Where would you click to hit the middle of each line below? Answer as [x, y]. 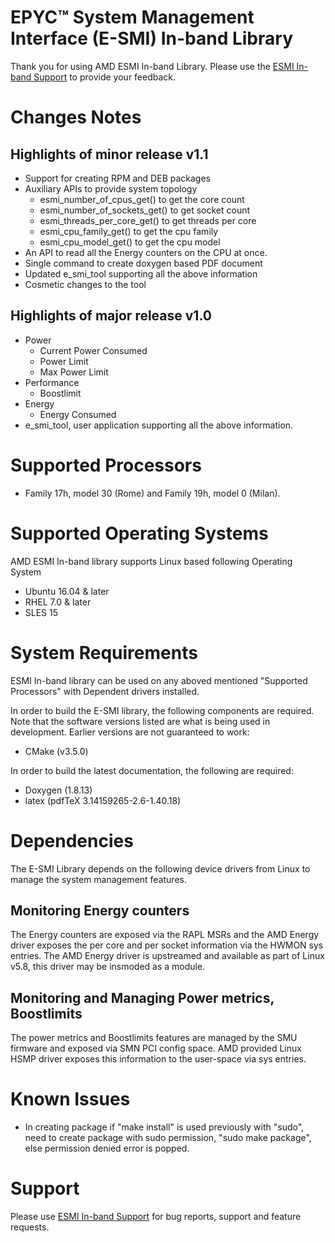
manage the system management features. [98, 879]
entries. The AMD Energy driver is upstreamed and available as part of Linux [167, 956]
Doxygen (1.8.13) [58, 790]
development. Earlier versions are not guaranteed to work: [130, 732]
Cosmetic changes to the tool [85, 284]
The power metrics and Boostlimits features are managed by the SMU [154, 1038]
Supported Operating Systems [139, 533]
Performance [52, 382]
